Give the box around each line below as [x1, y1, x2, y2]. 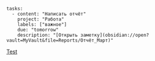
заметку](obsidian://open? [80, 32, 149, 38]
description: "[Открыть [17, 32, 78, 38]
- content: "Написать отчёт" [12, 11, 86, 17]
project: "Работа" [17, 16, 64, 22]
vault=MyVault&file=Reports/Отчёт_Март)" [6, 37, 114, 43]
